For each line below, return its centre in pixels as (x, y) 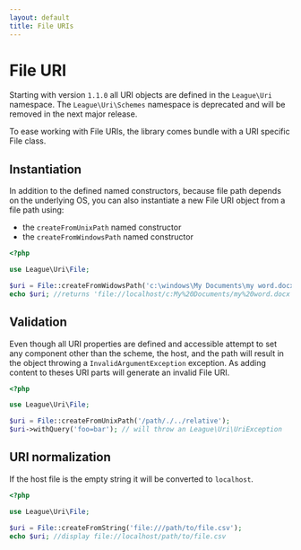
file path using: (37, 210)
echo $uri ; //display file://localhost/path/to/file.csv (118, 536)
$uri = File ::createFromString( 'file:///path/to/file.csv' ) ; (126, 528)
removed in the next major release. (73, 114)
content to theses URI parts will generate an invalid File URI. (120, 372)
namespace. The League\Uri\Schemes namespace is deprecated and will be (147, 105)
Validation (38, 323)
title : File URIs (42, 26)
